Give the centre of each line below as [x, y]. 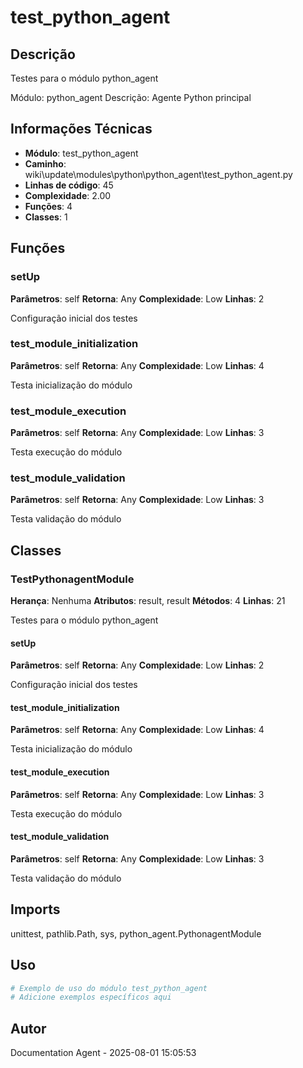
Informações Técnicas [81, 129]
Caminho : [45, 163]
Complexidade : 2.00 [68, 195]
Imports [35, 909]
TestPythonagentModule [72, 579]
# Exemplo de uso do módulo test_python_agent [109, 988]
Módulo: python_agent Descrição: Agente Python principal [131, 97]
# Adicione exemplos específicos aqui [91, 997]
